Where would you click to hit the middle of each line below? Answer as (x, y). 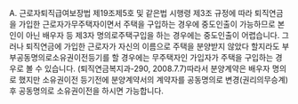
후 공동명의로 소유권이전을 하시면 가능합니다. (87, 91)
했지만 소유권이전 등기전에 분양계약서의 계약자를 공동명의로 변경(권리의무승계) (153, 80)
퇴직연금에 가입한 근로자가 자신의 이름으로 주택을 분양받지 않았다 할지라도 (153, 46)
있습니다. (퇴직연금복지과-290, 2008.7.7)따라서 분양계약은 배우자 (157, 68)
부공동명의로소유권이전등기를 (60, 57)
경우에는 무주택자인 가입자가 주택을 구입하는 (197, 57)
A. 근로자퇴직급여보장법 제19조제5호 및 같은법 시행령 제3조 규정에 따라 (131, 13)
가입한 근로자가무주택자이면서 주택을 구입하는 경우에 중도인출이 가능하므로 (147, 24)
